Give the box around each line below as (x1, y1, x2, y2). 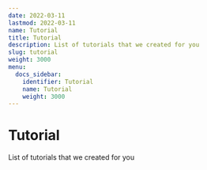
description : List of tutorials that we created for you (8, 41, 200, 49)
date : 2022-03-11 (8, 11, 66, 20)
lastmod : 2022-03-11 (8, 19, 77, 27)
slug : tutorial (8, 48, 58, 56)
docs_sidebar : (15, 70, 62, 78)
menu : (8, 63, 26, 71)
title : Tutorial (8, 33, 62, 42)
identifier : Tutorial (22, 77, 93, 85)
